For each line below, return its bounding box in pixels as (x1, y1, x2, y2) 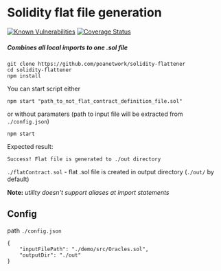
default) (7, 175, 30, 183)
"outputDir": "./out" (19, 252, 81, 259)
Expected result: (7, 142, 54, 150)
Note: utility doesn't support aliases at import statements (7, 188, 170, 196)
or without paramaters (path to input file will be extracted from (7, 110, 183, 118)
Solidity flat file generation (7, 5, 163, 21)
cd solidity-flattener (7, 67, 72, 73)
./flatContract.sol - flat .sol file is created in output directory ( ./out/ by (7, 167, 215, 176)
